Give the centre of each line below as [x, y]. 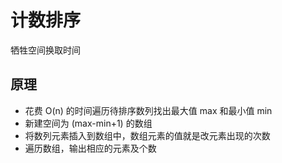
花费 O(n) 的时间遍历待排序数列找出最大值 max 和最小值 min [148, 110]
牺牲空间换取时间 [45, 50]
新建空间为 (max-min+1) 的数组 [88, 123]
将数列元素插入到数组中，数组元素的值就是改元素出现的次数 [147, 135]
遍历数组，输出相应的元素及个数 [90, 148]
